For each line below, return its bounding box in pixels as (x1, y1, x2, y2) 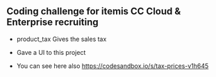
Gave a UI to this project (16, 48, 86, 56)
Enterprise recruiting (6, 17, 99, 28)
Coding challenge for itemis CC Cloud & (6, 6, 181, 17)
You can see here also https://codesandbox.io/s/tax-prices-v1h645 (16, 62, 209, 70)
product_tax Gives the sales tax (16, 35, 107, 43)
